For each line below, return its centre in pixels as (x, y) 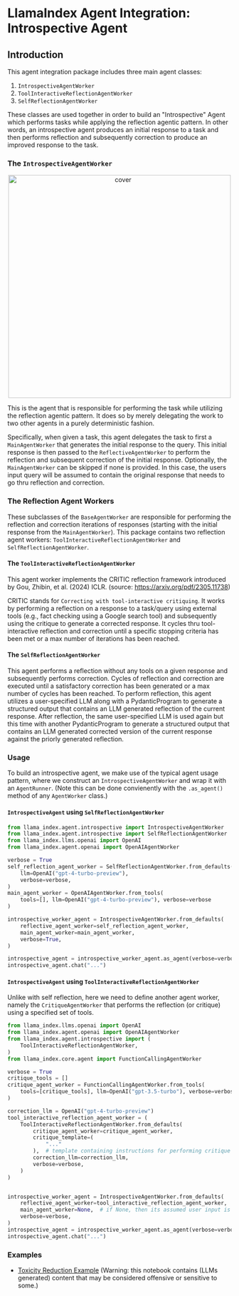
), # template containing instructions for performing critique (132, 1151)
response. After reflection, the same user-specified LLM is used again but (116, 716)
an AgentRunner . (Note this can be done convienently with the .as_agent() (115, 788)
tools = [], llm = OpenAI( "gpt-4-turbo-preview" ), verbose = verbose (116, 900)
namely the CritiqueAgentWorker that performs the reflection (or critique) (114, 1005)
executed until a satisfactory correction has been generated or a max (108, 686)
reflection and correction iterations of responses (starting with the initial (113, 524)
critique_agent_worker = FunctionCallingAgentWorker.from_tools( (106, 1085)
